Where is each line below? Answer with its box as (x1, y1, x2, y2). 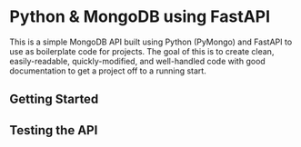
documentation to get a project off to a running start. (9, 65, 206, 76)
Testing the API (9, 122, 98, 138)
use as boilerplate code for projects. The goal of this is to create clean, (9, 45, 275, 56)
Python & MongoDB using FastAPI (9, 6, 271, 27)
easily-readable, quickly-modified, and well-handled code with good (9, 55, 266, 66)
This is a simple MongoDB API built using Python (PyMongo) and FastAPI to (9, 36, 293, 47)
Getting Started (9, 92, 99, 107)
